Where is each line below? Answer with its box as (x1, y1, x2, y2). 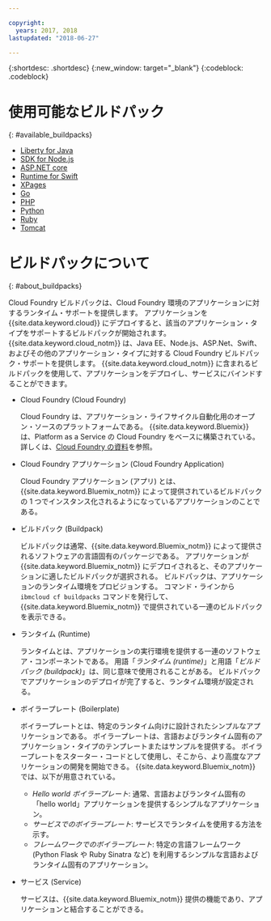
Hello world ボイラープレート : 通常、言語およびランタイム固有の (32, 789, 247, 799)
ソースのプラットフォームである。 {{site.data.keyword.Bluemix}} (34, 422, 249, 431)
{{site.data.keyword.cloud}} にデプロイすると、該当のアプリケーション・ (8, 318, 251, 328)
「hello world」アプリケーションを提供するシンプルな (32, 799, 211, 809)
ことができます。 (15, 379, 72, 388)
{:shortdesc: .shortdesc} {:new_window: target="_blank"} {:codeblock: (8, 63, 244, 73)
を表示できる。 (19, 612, 70, 622)
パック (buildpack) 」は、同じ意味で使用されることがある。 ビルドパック (19, 667, 261, 677)
